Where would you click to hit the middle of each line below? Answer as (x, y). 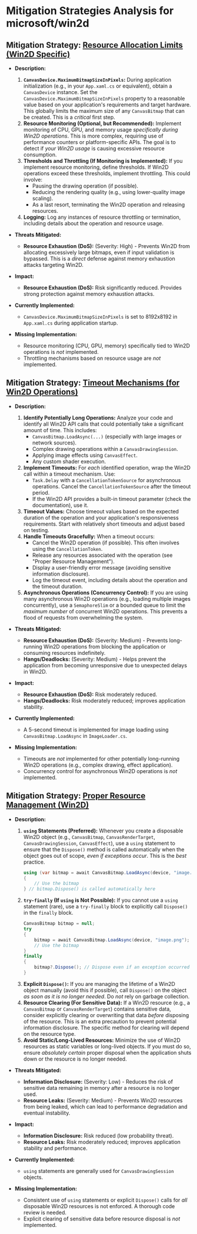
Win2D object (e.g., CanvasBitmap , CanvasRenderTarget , (89, 837)
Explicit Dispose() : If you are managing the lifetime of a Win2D (99, 984)
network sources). (54, 443)
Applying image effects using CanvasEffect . (85, 455)
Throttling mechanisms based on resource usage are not (92, 358)
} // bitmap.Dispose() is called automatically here (89, 889)
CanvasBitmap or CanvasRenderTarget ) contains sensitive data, (97, 1009)
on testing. (36, 530)
